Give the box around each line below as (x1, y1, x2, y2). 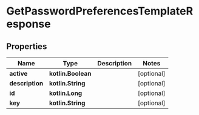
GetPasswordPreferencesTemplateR (6, 4, 194, 18)
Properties (6, 41, 47, 51)
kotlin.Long (49, 89, 83, 97)
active (9, 70, 28, 77)
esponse (6, 17, 51, 31)
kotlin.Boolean (49, 70, 92, 77)
